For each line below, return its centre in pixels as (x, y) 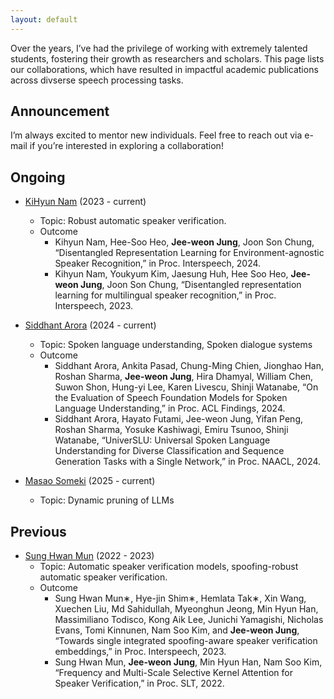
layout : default (44, 19)
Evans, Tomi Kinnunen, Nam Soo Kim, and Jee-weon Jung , (177, 630)
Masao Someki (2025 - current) (90, 481)
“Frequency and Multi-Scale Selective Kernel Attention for (173, 673)
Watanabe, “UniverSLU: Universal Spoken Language (162, 440)
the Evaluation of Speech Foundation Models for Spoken (171, 398)
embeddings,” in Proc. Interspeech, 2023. (140, 652)
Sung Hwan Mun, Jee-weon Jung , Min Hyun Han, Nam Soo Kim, (188, 662)
